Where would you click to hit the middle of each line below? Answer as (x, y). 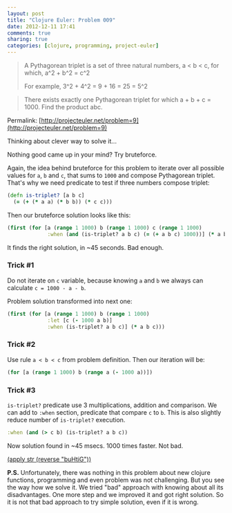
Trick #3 (21, 390)
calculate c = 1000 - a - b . (47, 287)
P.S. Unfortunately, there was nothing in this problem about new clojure (109, 472)
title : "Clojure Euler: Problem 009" (61, 20)
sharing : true (28, 39)
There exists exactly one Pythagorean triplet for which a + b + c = (118, 100)
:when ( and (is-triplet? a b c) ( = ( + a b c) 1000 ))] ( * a (134, 234)
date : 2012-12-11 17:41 (41, 26)
